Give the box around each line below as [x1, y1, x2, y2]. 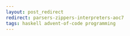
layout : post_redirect [6, 9, 64, 15]
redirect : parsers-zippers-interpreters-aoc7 [6, 15, 124, 21]
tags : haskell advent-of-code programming [6, 20, 116, 26]
